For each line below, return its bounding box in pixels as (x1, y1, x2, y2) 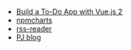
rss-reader (15, 24, 53, 33)
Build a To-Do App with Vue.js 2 (15, 7, 123, 16)
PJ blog (15, 32, 42, 42)
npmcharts (15, 15, 53, 25)
